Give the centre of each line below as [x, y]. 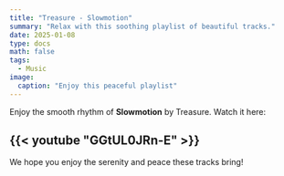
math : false [32, 52]
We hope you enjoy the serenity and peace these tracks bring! [126, 162]
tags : [20, 60]
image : [22, 78]
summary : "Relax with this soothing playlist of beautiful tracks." [142, 26]
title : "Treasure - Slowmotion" [71, 18]
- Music [32, 69]
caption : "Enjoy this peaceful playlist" [98, 86]
